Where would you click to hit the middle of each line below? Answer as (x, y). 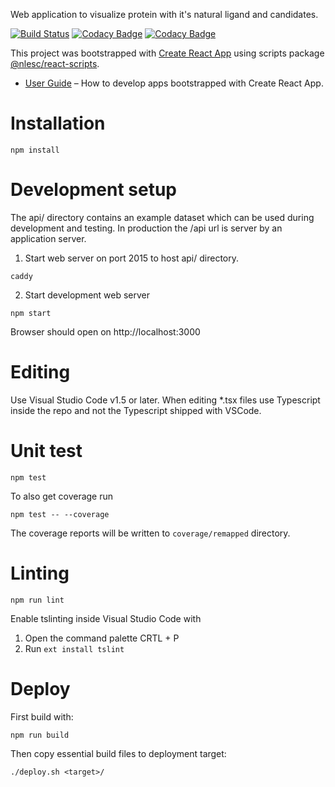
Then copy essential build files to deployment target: (118, 753)
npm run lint (37, 600)
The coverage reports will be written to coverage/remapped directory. (150, 533)
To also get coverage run (62, 496)
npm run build (40, 735)
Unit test (46, 451)
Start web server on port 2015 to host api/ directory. (131, 258)
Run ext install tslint (74, 648)
